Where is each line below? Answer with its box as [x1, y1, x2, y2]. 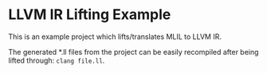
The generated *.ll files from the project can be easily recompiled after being [8, 47, 259, 56]
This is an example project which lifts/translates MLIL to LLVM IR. [8, 32, 222, 41]
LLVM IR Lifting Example [8, 6, 171, 24]
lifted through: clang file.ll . [8, 56, 105, 65]
